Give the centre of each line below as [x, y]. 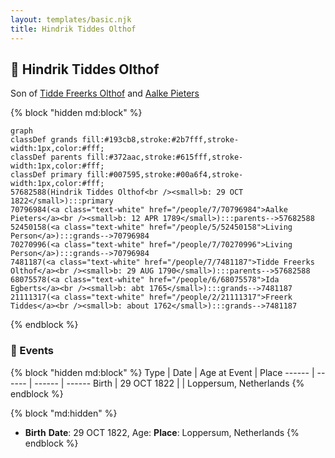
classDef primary [46, 175]
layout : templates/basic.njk [71, 19]
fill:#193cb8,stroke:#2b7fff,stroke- [160, 140]
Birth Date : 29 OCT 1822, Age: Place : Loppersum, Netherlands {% [162, 432]
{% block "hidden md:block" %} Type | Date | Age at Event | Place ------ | [162, 372]
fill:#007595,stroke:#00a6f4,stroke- [165, 175]
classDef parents [46, 157]
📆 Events [32, 351]
